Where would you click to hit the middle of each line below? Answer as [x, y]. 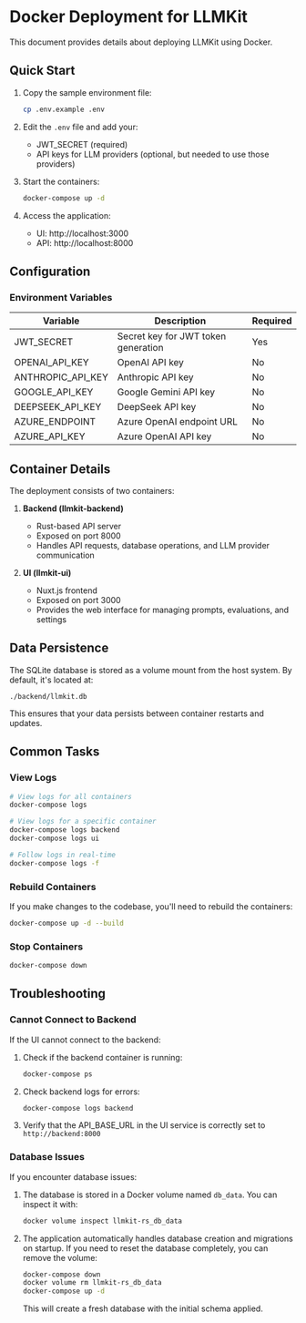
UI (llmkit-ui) [47, 573]
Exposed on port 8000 [78, 536]
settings [51, 620]
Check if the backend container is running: [102, 1057]
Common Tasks [55, 752]
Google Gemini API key [166, 392]
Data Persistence [59, 648]
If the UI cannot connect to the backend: [85, 1040]
